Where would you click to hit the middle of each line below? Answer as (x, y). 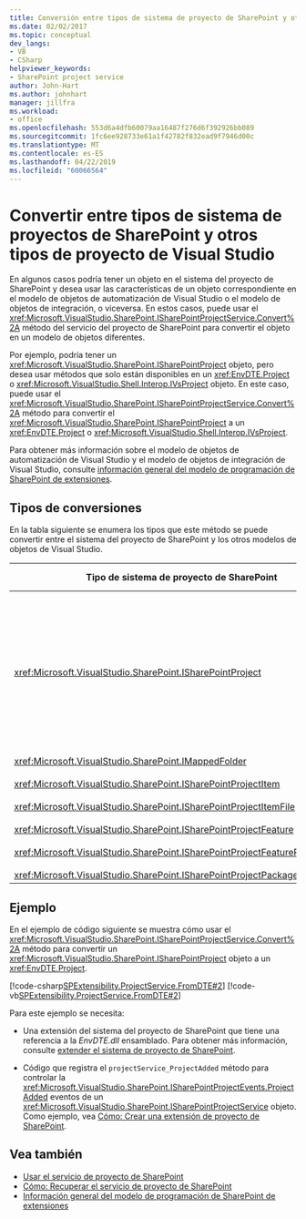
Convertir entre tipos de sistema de (146, 215)
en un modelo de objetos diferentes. (77, 337)
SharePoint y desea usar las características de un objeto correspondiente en (153, 289)
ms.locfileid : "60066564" (58, 170)
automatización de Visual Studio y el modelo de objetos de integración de (148, 460)
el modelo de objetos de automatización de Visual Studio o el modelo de (145, 299)
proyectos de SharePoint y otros (133, 235)
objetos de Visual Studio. (56, 549)
